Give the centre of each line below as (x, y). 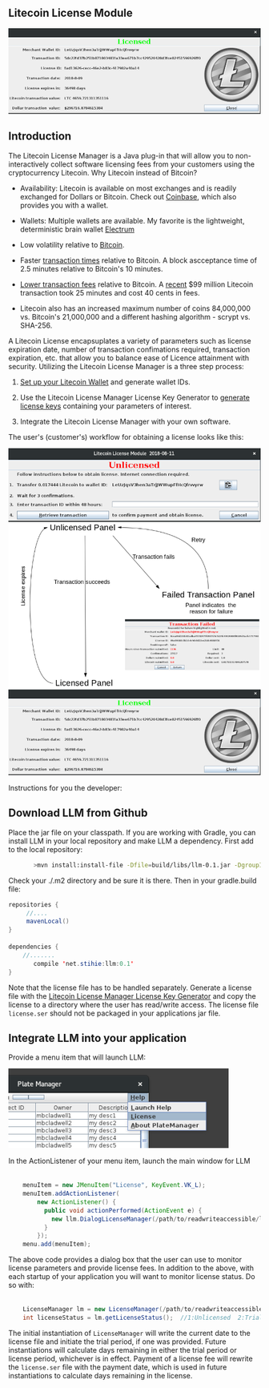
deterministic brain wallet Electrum (77, 229)
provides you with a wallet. (64, 205)
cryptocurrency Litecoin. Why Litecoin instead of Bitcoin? (103, 172)
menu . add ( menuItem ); (57, 1245)
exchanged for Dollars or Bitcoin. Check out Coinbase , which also (128, 196)
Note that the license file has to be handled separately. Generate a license (130, 988)
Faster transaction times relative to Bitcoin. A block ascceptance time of (139, 260)
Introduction (40, 137)
